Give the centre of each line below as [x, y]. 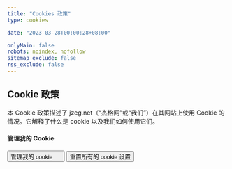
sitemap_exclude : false [42, 58]
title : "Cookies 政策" [39, 14]
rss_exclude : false [36, 65]
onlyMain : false [31, 45]
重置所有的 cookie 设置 [100, 157]
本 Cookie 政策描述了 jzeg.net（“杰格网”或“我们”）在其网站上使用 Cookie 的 [116, 113]
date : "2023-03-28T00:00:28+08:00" [59, 33]
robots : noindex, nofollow [46, 52]
